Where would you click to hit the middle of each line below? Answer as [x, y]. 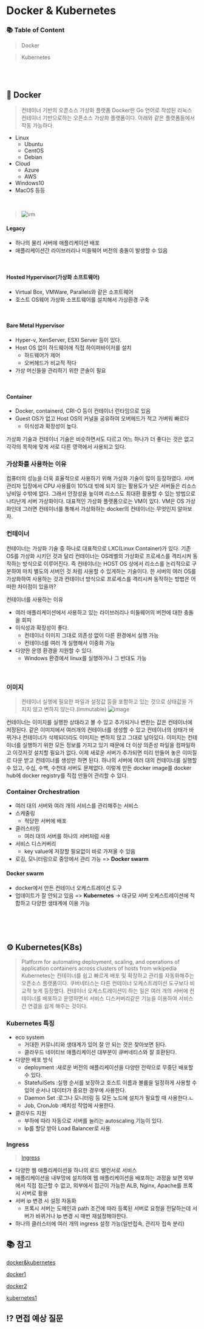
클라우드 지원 [31, 1113]
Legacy [16, 228]
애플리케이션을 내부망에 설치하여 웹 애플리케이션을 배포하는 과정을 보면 [99, 1178]
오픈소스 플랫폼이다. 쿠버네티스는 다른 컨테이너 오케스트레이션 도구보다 [105, 983]
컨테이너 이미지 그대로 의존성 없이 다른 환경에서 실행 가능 [91, 635]
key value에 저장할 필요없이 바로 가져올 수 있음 [80, 852]
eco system [29, 1037]
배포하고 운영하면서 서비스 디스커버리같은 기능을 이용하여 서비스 [118, 999]
